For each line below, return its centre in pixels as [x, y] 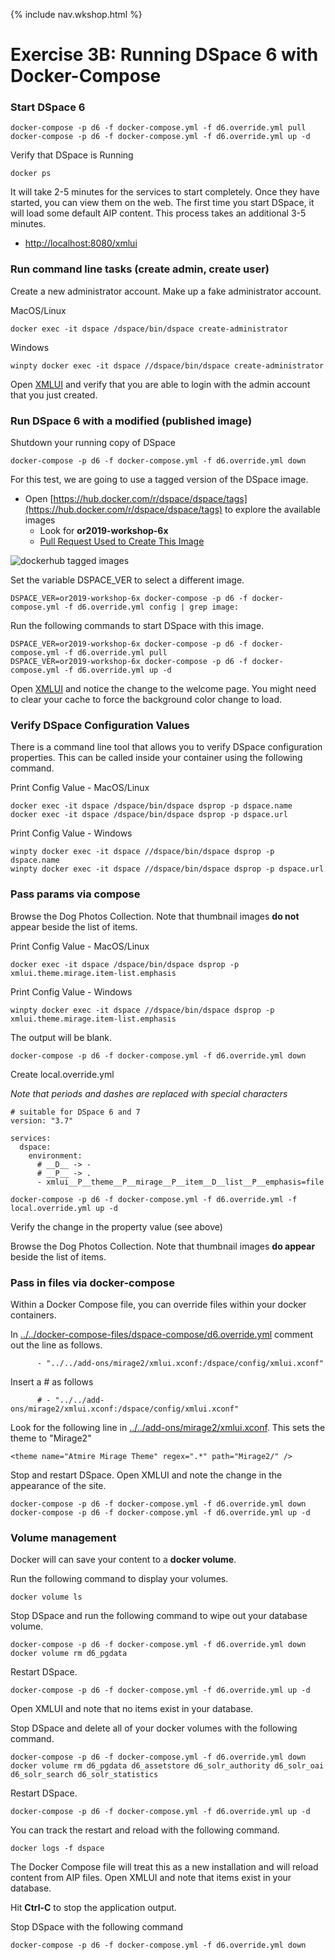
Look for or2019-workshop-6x [104, 531]
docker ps [31, 174]
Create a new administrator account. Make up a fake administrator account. [166, 291]
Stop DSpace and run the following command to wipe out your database [159, 1616]
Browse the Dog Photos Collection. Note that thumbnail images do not [155, 916]
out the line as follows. [56, 1345]
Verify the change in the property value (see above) [116, 1226]
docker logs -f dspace [57, 1849]
